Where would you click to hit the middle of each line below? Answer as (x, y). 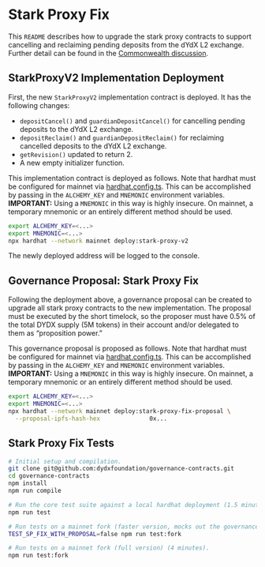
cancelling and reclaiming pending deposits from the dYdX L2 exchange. (126, 44)
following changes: (39, 105)
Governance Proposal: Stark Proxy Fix (104, 281)
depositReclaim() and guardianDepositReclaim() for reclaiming (122, 137)
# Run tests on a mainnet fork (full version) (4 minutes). (109, 548)
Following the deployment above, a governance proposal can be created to (130, 300)
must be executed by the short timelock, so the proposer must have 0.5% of (132, 317)
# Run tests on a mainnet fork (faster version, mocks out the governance (134, 527)
